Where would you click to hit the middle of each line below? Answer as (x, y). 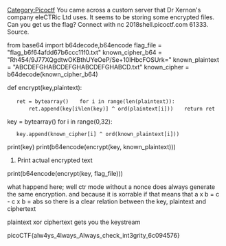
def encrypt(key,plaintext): (45, 88)
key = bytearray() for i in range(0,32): (60, 122)
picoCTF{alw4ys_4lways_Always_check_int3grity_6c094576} (93, 235)
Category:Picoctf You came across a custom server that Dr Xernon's (104, 10)
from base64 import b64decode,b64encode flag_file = (84, 45)
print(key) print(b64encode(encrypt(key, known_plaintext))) (92, 147)
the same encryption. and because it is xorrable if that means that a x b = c (113, 194)
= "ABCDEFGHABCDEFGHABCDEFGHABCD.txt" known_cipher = (98, 67)
